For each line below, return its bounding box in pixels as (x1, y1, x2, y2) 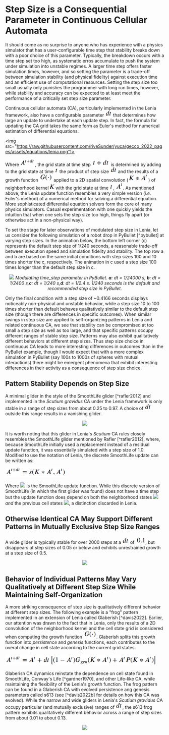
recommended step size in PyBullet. (47, 285, 122, 291)
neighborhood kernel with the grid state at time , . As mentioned (5, 185, 155, 191)
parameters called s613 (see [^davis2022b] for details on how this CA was (5, 692, 160, 698)
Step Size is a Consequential (5, 4, 127, 15)
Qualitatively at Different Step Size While (5, 583, 136, 591)
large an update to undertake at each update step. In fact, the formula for (5, 117, 157, 123)
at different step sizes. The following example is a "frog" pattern (5, 609, 139, 615)
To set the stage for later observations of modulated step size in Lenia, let (5, 227, 158, 233)
